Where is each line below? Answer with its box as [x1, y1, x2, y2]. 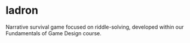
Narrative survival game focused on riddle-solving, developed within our [5, 23, 184, 30]
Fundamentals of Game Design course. [5, 29, 102, 36]
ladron [5, 4, 38, 17]
